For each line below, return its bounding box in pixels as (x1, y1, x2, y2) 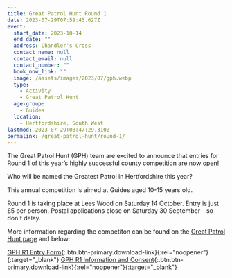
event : (7, 23, 26, 30)
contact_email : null (13, 55, 73, 62)
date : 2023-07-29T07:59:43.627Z (7, 17, 100, 24)
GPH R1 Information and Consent (60, 256, 154, 264)
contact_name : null (13, 49, 70, 56)
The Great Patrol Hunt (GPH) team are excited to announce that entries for (7, 152, 219, 160)
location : (13, 113, 42, 120)
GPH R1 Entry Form (7, 248, 62, 257)
